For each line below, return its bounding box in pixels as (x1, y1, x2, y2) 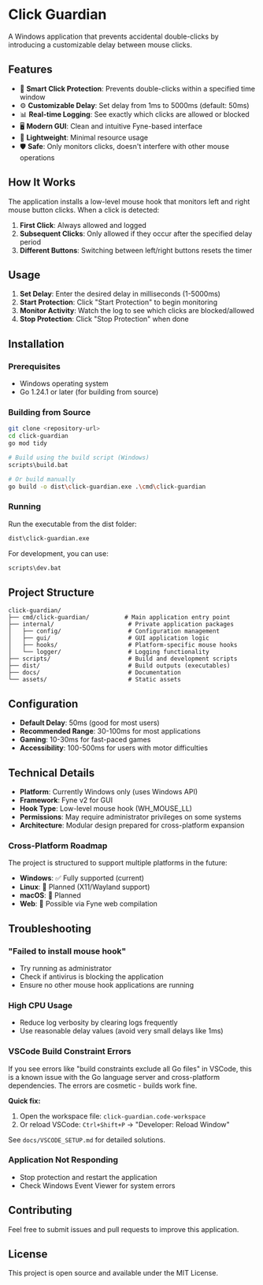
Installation (8, 337, 65, 350)
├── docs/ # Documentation (8, 669, 181, 677)
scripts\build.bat (8, 461, 69, 469)
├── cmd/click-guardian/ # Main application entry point (8, 614, 231, 622)
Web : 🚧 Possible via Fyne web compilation (19, 899, 157, 909)
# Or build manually (8, 475, 76, 483)
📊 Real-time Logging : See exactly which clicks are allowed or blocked (19, 109, 250, 119)
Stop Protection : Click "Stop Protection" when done (19, 314, 189, 324)
